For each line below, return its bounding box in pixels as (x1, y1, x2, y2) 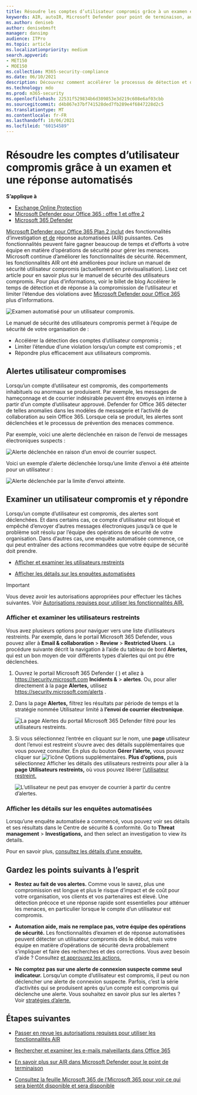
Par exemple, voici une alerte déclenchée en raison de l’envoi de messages (6, 431, 188, 438)
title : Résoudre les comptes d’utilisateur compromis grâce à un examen (6, 8, 188, 15)
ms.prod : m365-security (6, 90, 64, 96)
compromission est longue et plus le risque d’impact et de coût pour (14, 887, 180, 894)
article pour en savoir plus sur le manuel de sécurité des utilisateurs (6, 271, 170, 279)
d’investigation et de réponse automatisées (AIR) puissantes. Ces (6, 234, 164, 241)
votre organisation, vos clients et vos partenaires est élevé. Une (14, 893, 169, 900)
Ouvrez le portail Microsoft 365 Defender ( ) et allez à (14, 670, 144, 677)
